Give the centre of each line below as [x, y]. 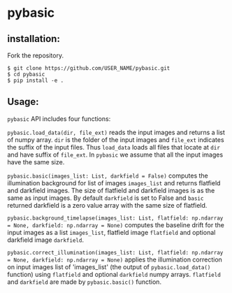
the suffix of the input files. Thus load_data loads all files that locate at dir [114, 147]
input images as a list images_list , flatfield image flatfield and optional [111, 232]
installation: [34, 39]
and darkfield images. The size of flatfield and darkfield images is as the [111, 190]
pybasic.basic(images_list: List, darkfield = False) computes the [108, 176]
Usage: [23, 102]
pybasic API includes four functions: [59, 119]
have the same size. [36, 162]
